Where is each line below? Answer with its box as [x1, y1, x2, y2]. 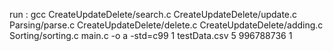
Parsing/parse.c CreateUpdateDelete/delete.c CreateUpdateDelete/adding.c [9, 19, 324, 31]
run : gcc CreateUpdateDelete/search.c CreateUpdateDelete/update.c [9, 9, 298, 20]
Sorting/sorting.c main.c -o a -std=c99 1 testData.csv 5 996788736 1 [9, 30, 293, 41]
